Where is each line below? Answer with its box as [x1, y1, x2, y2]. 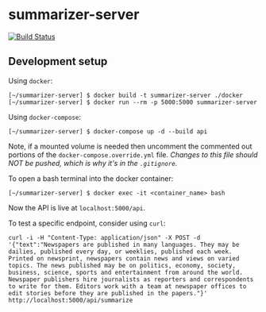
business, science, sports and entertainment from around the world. [8, 268, 244, 276]
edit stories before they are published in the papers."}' [8, 289, 208, 297]
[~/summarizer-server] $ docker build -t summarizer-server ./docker [8, 91, 244, 99]
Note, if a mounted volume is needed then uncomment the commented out [8, 141, 253, 151]
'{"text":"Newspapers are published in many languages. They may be [8, 241, 240, 248]
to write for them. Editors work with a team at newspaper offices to [8, 282, 247, 291]
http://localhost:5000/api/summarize [8, 296, 133, 304]
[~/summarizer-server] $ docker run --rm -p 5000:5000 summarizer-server [8, 98, 258, 106]
